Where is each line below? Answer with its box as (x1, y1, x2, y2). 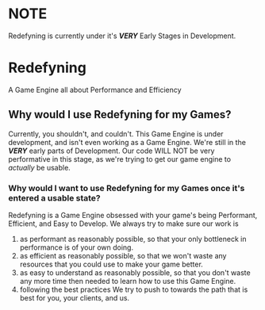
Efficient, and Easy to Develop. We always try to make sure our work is (8, 219, 240, 228)
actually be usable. (8, 163, 71, 172)
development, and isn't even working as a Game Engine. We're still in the (8, 137, 246, 147)
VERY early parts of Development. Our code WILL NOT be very (8, 146, 215, 155)
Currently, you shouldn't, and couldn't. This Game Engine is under (8, 128, 224, 139)
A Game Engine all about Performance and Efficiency (8, 85, 182, 94)
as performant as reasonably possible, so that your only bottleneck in (19, 234, 247, 243)
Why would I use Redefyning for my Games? (8, 108, 232, 121)
